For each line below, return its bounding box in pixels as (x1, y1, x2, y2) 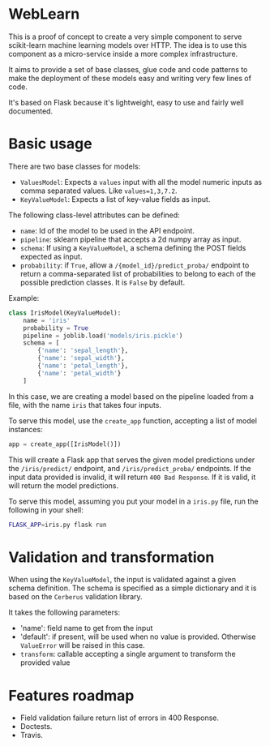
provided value (19, 658, 71, 667)
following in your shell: (8, 504, 84, 515)
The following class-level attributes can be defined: (8, 210, 180, 220)
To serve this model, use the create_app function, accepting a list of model (8, 415, 258, 426)
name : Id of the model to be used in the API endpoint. (19, 225, 195, 235)
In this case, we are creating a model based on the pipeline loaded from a (8, 391, 254, 401)
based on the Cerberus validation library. (8, 592, 144, 602)
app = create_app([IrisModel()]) (8, 439, 122, 448)
